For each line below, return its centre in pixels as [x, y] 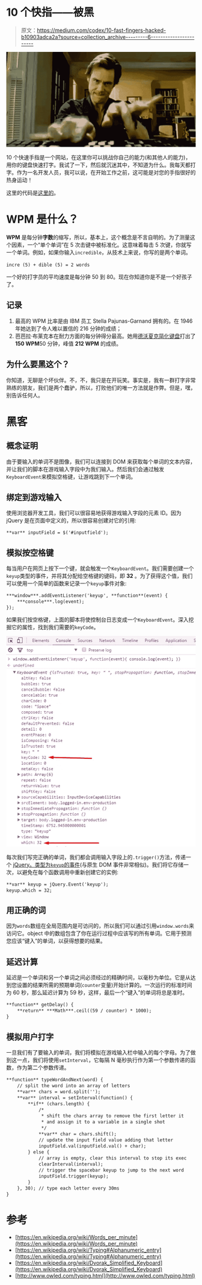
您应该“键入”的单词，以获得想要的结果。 [56, 941]
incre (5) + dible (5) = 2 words [48, 265]
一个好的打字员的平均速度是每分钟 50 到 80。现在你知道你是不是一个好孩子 [99, 277]
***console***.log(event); [51, 602]
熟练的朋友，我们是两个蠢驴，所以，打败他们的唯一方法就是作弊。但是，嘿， [101, 387]
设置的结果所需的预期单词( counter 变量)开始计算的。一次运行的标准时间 [104, 985]
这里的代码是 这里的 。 [32, 192]
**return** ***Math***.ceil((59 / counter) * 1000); [84, 1011]
